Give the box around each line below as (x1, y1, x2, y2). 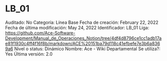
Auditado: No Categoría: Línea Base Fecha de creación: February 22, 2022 (5, 19, 159, 25)
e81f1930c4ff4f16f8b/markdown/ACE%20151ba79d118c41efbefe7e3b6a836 (5, 40, 161, 46)
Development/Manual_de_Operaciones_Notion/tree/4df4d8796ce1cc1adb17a (5, 35, 162, 41)
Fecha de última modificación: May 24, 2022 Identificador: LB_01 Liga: (5, 24, 150, 30)
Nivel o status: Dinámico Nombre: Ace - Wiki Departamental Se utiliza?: (14, 46, 161, 52)
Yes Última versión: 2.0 (5, 51, 53, 57)
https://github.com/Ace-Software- (5, 30, 76, 36)
